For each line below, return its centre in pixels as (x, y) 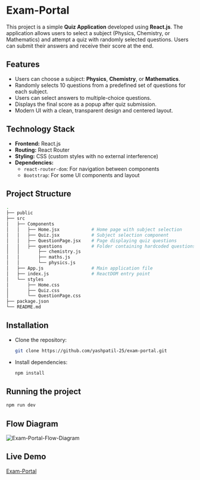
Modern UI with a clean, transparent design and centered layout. (94, 110)
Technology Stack (40, 129)
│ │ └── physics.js (41, 263)
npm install (29, 373)
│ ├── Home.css (33, 285)
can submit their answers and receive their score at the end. (80, 46)
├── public (20, 213)
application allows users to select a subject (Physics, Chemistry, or (88, 33)
